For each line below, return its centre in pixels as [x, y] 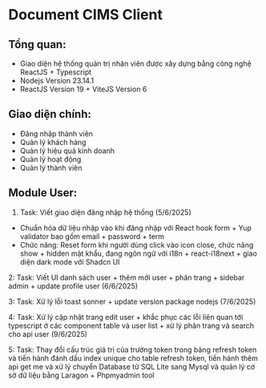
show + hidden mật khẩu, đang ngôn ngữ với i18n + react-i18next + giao [139, 253]
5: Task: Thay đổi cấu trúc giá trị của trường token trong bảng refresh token [133, 350]
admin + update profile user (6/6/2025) [73, 285]
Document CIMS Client [85, 15]
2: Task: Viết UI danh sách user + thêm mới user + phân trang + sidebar [127, 277]
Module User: [43, 193]
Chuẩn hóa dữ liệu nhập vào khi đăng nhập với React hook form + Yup [136, 228]
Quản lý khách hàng [53, 142]
